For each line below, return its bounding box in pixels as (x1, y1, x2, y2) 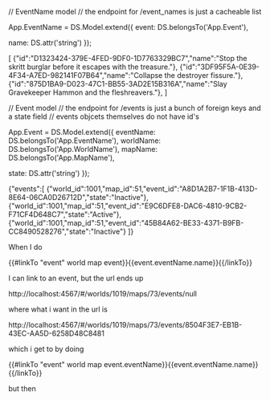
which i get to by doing (8, 345, 84, 353)
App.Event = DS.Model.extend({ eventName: (8, 128, 156, 137)
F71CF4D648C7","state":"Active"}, (8, 210, 122, 219)
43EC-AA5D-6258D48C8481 (8, 329, 104, 338)
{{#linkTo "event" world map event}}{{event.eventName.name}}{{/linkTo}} (8, 258, 253, 267)
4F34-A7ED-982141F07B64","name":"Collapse (8, 71, 163, 80)
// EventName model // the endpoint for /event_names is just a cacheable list (8, 7, 262, 16)
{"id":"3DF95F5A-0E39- (179, 62, 260, 71)
